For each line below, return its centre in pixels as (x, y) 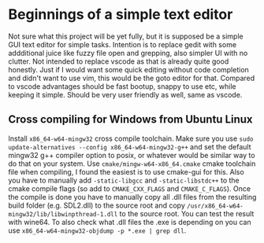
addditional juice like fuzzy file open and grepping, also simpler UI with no (128, 53)
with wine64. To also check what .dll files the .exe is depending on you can (130, 222)
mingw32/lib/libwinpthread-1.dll (63, 214)
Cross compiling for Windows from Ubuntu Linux (131, 120)
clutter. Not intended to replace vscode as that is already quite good (119, 61)
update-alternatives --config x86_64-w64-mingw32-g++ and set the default (130, 146)
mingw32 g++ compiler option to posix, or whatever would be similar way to (132, 155)
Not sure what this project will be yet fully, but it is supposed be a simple (126, 36)
